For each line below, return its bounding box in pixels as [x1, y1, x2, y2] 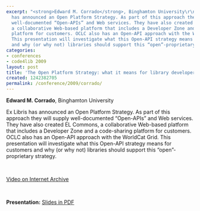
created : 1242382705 [6, 75, 58, 81]
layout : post [6, 64, 39, 70]
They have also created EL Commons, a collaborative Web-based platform [6, 121, 189, 128]
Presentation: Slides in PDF [6, 199, 74, 206]
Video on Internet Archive [6, 176, 69, 182]
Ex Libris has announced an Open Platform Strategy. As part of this [6, 108, 171, 115]
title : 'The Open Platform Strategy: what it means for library [6, 70, 169, 75]
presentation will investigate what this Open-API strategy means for [6, 140, 172, 147]
